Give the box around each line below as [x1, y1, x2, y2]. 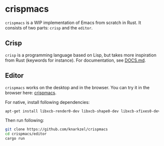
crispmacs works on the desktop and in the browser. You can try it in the [5, 84, 150, 90]
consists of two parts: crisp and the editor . [5, 24, 93, 30]
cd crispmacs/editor [5, 131, 47, 137]
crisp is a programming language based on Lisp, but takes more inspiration [5, 52, 157, 58]
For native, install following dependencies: [5, 99, 90, 105]
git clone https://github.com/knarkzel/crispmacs [5, 127, 108, 132]
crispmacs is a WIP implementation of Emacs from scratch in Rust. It [5, 20, 142, 25]
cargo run [5, 136, 25, 141]
